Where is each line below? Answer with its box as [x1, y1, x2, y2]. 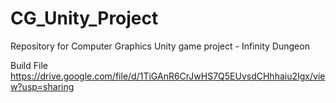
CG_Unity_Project [10, 7, 159, 30]
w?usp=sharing [10, 80, 75, 92]
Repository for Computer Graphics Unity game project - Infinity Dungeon [10, 40, 310, 52]
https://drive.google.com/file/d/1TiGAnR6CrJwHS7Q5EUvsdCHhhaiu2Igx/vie [10, 70, 326, 82]
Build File [10, 59, 48, 71]
